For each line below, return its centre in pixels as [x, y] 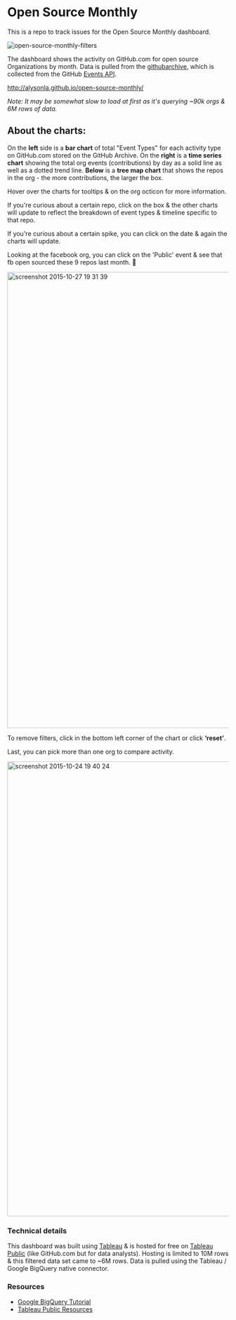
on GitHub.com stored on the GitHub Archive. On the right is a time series [114, 155]
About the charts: [47, 131]
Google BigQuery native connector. [58, 1269]
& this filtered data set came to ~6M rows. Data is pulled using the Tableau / [117, 1261]
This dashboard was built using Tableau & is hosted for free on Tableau [110, 1246]
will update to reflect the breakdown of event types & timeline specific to [112, 212]
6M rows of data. [32, 108]
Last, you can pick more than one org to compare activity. [91, 751]
